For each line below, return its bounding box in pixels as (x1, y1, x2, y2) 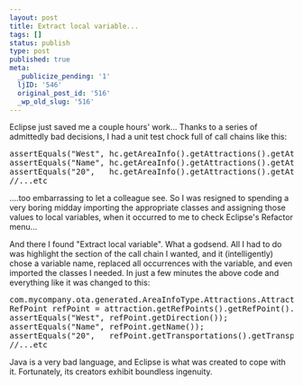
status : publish (9, 38, 70, 48)
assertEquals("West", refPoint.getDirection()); (9, 313, 228, 323)
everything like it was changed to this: (9, 277, 151, 289)
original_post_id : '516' (17, 88, 111, 97)
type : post (9, 47, 50, 56)
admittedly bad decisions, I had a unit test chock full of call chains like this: (9, 132, 287, 142)
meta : (9, 64, 30, 73)
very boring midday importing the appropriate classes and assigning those (9, 202, 286, 213)
